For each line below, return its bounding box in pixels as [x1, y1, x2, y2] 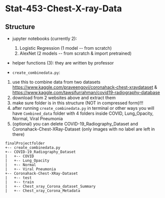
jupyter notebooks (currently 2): [12, 35, 77, 41]
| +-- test [5, 175, 32, 180]
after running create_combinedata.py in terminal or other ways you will [12, 105, 154, 111]
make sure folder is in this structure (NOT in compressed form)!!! [12, 100, 144, 106]
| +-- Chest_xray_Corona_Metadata [5, 188, 80, 193]
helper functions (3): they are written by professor [12, 60, 114, 66]
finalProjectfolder [5, 141, 45, 146]
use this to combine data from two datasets [12, 79, 101, 85]
